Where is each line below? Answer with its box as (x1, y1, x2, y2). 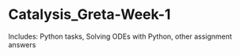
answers (8, 39, 36, 49)
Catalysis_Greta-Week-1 (8, 6, 171, 24)
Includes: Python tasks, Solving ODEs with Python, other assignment (8, 32, 232, 41)
